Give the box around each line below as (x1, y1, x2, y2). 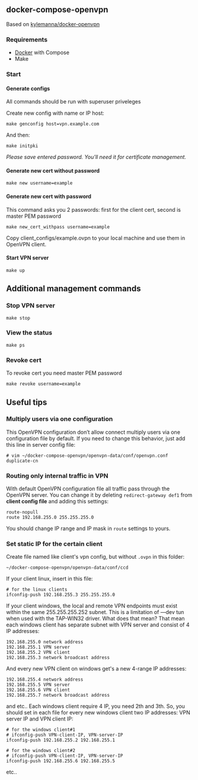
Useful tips (6, 397, 47, 407)
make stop (6, 315, 31, 321)
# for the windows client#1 (6, 727, 76, 733)
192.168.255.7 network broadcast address (6, 693, 110, 698)
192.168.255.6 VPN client (6, 687, 70, 693)
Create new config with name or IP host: (6, 109, 105, 117)
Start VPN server (6, 254, 49, 261)
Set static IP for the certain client (6, 540, 103, 548)
